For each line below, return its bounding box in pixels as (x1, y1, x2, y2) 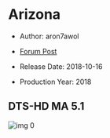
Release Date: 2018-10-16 (19, 61, 103, 71)
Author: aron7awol (19, 31, 79, 41)
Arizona (8, 5, 61, 24)
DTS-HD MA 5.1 (8, 100, 85, 113)
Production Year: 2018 (19, 77, 92, 86)
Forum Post (19, 46, 57, 56)
